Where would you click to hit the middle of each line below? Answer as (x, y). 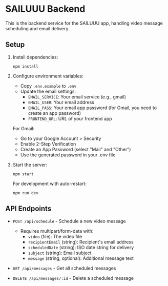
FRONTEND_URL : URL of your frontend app (70, 118)
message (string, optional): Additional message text (81, 258)
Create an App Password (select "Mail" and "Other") (76, 149)
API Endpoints (28, 209)
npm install (25, 66)
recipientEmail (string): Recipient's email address (81, 242)
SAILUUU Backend (45, 9)
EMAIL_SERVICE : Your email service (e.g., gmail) (77, 97)
